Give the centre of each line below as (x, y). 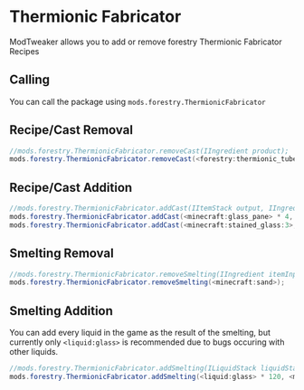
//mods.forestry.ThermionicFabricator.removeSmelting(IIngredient (137, 274)
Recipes (24, 51)
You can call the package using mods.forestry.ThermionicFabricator (138, 101)
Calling (30, 80)
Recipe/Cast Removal (71, 130)
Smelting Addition (61, 311)
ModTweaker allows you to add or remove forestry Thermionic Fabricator (146, 42)
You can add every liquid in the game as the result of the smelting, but (140, 333)
